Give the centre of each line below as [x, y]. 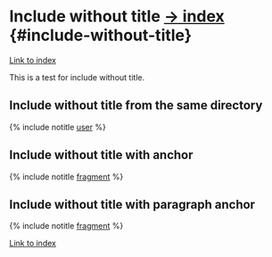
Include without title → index [117, 17]
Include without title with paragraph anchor [132, 204]
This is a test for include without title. [77, 77]
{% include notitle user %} [58, 127]
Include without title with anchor [101, 155]
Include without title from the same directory [136, 106]
